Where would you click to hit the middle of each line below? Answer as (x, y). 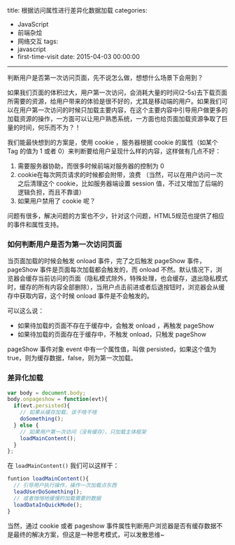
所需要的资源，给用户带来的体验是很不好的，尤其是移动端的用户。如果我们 (114, 101)
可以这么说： (26, 311)
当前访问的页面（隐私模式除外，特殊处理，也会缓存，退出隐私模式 (133, 278)
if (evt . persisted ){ (42, 406)
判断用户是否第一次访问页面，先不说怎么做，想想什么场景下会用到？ (105, 78)
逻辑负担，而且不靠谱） (51, 192)
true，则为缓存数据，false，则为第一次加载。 (72, 358)
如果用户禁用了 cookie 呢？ (56, 201)
